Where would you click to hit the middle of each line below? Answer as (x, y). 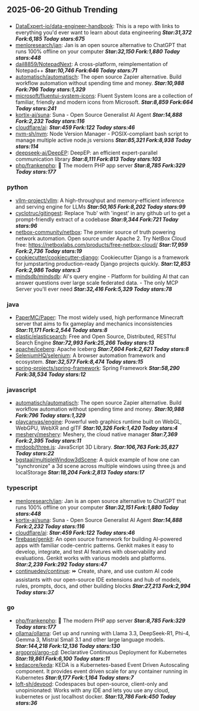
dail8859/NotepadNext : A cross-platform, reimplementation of (91, 64)
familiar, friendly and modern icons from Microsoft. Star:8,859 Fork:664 (104, 102)
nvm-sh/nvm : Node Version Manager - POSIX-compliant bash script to (102, 134)
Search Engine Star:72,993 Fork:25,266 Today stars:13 (85, 343)
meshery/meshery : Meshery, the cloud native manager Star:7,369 (96, 434)
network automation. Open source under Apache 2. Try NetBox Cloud (101, 238)
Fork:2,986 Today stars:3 (48, 270)
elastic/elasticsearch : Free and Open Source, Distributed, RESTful (96, 336)
